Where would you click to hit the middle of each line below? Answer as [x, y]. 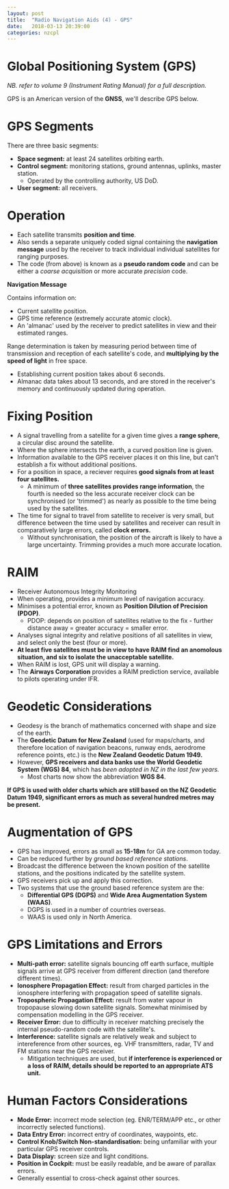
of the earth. [35, 733]
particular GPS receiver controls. [63, 1149]
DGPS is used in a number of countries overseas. [96, 909]
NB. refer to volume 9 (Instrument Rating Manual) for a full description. [107, 86]
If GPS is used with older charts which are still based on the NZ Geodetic [112, 790]
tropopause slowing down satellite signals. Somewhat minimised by [112, 1007]
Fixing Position [50, 416]
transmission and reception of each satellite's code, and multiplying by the [113, 353]
